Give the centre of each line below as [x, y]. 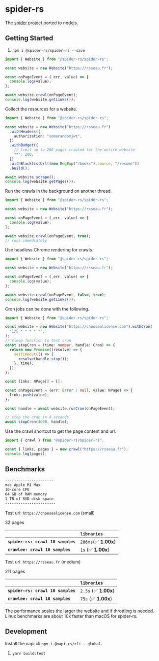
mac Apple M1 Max [23, 485]
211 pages [15, 571]
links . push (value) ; [29, 395]
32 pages [15, 522]
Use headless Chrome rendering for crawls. [49, 250]
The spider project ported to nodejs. [42, 23]
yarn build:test [29, 653]
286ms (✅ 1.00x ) [98, 542]
